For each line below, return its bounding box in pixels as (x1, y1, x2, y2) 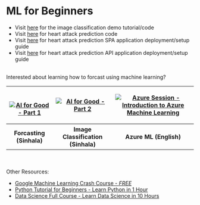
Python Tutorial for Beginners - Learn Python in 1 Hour (14, 186, 148, 193)
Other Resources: (6, 168, 49, 175)
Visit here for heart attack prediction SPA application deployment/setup (14, 36, 190, 44)
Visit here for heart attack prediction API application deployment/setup (14, 49, 189, 56)
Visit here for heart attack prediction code (14, 30, 118, 37)
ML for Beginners (6, 4, 93, 18)
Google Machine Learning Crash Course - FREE (14, 179, 132, 187)
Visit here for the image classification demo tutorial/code (14, 24, 155, 31)
